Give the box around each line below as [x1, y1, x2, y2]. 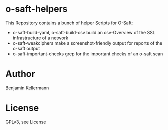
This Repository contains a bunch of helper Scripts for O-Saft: [5, 20, 133, 26]
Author [5, 68, 35, 80]
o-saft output [12, 45, 40, 51]
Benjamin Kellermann [5, 85, 49, 91]
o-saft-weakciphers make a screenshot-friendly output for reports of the [12, 40, 163, 46]
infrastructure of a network [12, 35, 69, 41]
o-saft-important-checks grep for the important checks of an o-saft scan [12, 51, 163, 57]
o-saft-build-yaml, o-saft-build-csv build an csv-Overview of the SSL [12, 29, 155, 35]
